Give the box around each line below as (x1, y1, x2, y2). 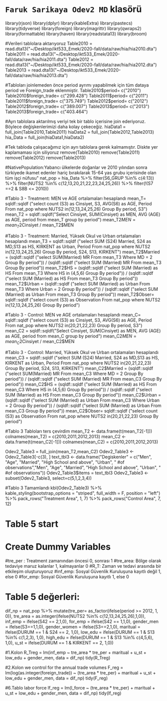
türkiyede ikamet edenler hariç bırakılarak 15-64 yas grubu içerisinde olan (5, 169, 157, 176)
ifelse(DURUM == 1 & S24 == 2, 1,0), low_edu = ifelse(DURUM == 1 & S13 (5, 629, 155, 635)
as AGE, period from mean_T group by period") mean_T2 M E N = (5, 216, 136, 222)
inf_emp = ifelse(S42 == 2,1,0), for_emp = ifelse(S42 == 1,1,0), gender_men (5, 618, 159, 624)
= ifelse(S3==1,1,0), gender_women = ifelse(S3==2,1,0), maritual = (5, 623, 141, 629)
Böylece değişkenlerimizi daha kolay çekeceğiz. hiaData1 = (5, 124, 126, 130)
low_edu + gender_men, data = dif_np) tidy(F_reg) (5, 675, 108, 681)
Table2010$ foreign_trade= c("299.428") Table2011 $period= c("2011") (5, 93, 149, 99)
